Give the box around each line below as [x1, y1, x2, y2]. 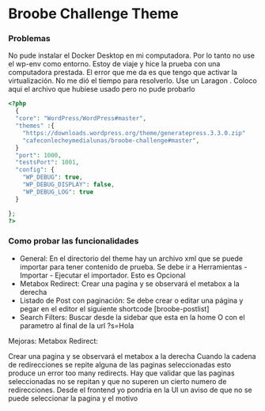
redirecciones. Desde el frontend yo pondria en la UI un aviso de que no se [8, 385, 252, 394]
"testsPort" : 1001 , [15, 159, 80, 167]
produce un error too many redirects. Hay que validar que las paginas [8, 368, 235, 378]
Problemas [8, 33, 51, 44]
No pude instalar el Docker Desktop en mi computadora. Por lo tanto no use [8, 51, 256, 60]
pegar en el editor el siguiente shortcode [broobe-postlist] [19, 304, 210, 313]
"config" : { [15, 166, 55, 174]
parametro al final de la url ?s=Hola [19, 321, 134, 330]
